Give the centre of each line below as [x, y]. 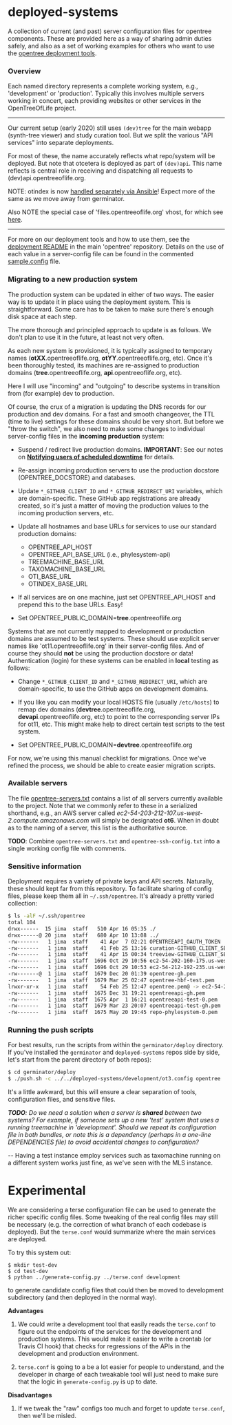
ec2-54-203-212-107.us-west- [160, 813]
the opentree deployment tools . [52, 53]
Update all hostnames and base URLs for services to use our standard [117, 526]
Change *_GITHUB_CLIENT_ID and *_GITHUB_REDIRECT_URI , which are [113, 681]
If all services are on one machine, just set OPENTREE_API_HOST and [117, 597]
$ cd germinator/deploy [42, 1072]
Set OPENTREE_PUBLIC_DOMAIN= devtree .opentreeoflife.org [105, 745]
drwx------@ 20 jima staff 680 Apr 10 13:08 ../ [83, 935]
